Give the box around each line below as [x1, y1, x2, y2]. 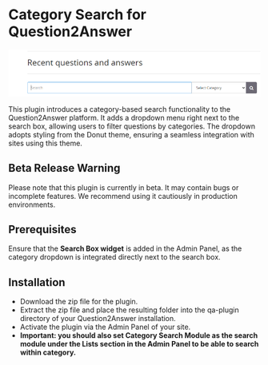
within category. [19, 347, 76, 357]
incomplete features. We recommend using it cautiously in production [8, 191, 238, 200]
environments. [8, 200, 56, 209]
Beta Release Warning [8, 161, 121, 175]
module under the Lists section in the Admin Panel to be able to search [19, 339, 259, 349]
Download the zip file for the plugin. [19, 297, 138, 307]
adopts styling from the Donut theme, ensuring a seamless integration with [8, 129, 254, 139]
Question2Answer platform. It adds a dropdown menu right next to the [8, 113, 240, 122]
